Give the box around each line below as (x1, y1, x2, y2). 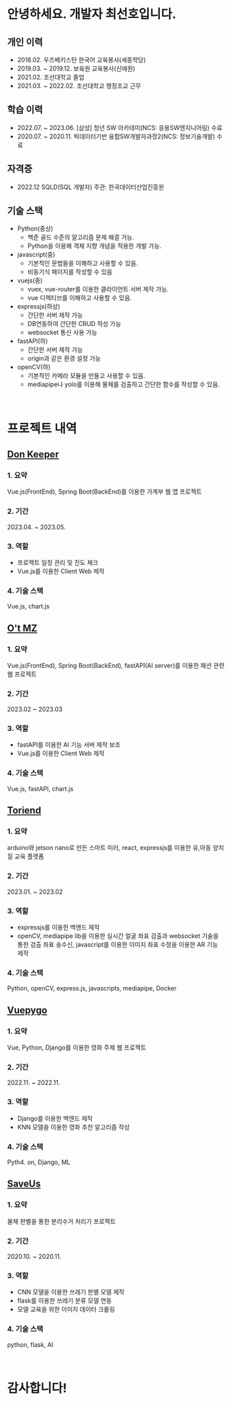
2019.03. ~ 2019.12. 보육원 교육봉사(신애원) (17, 64, 136, 73)
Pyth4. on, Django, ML (7, 1157, 71, 1166)
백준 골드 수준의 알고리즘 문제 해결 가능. (27, 233, 134, 242)
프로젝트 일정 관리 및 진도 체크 (17, 558, 99, 566)
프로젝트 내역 (7, 420, 77, 436)
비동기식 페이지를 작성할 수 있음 (27, 268, 112, 276)
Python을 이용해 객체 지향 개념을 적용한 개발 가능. (27, 242, 162, 250)
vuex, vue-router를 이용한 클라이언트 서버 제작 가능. (27, 285, 169, 293)
